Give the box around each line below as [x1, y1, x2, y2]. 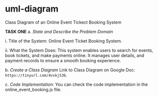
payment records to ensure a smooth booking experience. [5, 57, 121, 63]
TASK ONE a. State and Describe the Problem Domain [5, 28, 113, 34]
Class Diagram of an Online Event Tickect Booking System [5, 19, 122, 25]
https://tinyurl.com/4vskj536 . [5, 72, 67, 78]
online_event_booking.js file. [5, 86, 62, 92]
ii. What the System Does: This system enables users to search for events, [5, 47, 154, 53]
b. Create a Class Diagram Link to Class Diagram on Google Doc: [5, 67, 135, 73]
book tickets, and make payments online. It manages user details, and [5, 52, 144, 58]
